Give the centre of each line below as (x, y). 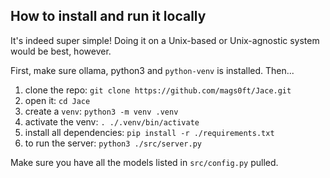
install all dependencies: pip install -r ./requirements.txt (149, 132)
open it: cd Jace (57, 100)
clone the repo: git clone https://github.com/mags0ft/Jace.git (158, 90)
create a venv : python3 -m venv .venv (101, 111)
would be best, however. (61, 51)
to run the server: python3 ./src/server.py (113, 143)
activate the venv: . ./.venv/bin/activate (112, 121)
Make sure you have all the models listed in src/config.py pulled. (144, 162)
